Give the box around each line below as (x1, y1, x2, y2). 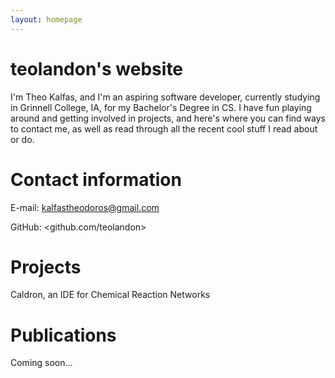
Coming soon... (10, 357, 73, 369)
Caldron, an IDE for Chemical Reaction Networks (10, 289, 211, 301)
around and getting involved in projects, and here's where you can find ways (10, 112, 326, 124)
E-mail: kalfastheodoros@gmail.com (10, 201, 160, 213)
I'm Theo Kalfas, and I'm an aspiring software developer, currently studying (10, 91, 321, 103)
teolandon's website (10, 57, 184, 80)
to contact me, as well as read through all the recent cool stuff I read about (10, 122, 318, 135)
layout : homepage (10, 14, 83, 25)
